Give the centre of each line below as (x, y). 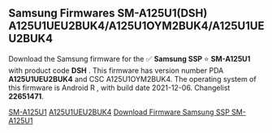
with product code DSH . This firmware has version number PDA (116, 70)
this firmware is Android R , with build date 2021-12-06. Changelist (119, 88)
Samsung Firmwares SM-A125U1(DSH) (108, 13)
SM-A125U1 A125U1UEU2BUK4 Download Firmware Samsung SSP (119, 112)
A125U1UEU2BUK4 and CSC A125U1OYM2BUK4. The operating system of (133, 79)
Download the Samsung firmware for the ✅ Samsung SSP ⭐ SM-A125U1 (130, 58)
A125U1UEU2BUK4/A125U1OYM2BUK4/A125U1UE (136, 26)
